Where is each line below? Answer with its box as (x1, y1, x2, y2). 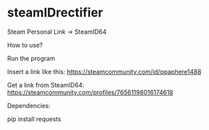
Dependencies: (7, 101, 51, 109)
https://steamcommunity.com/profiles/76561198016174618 (7, 88, 174, 96)
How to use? (7, 41, 43, 49)
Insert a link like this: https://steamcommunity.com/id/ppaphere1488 (7, 67, 202, 76)
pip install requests (7, 115, 62, 123)
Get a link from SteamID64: (7, 80, 84, 89)
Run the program (7, 54, 55, 63)
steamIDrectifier (7, 5, 104, 21)
